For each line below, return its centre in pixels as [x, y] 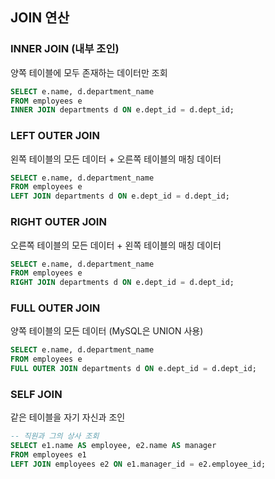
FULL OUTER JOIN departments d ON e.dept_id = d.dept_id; [133, 369]
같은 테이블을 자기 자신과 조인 [68, 417]
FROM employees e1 [48, 455]
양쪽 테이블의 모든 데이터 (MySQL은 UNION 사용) [107, 331]
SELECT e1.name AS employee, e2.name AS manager [113, 446]
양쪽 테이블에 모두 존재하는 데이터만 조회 [89, 72]
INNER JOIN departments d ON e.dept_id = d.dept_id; [122, 110]
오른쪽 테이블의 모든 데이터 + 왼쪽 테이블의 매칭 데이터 [116, 245]
